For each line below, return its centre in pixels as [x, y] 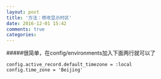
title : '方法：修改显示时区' [39, 18]
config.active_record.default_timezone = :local [69, 65]
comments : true [26, 29]
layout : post [23, 12]
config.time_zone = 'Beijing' [45, 70]
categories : [21, 35]
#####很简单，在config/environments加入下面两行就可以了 [81, 53]
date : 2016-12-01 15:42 [37, 23]
